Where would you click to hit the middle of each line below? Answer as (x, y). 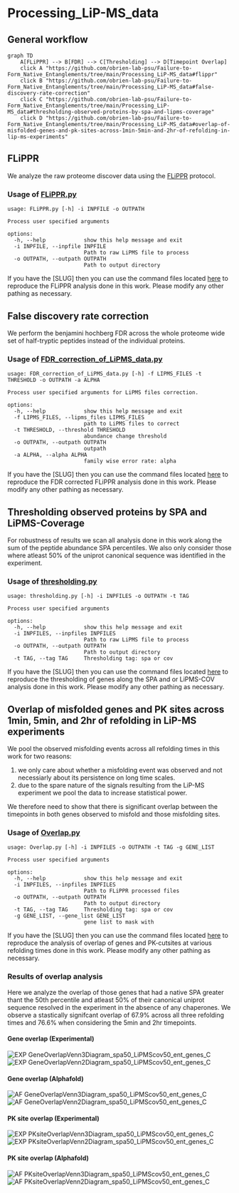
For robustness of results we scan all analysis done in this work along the (115, 540)
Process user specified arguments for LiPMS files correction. (103, 393)
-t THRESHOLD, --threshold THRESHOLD (70, 430)
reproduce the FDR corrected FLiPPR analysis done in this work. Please (112, 482)
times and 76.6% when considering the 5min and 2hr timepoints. (102, 1022)
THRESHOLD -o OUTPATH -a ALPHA (54, 380)
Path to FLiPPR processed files (132, 891)
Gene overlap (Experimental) (51, 1039)
